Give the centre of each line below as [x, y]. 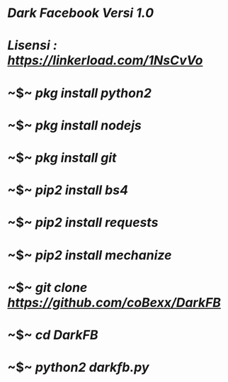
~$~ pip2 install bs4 [68, 190]
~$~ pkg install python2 [80, 93]
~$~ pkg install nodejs [74, 125]
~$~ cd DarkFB [53, 335]
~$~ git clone [47, 287]
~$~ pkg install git [62, 158]
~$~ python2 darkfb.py [79, 367]
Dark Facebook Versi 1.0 [81, 13]
